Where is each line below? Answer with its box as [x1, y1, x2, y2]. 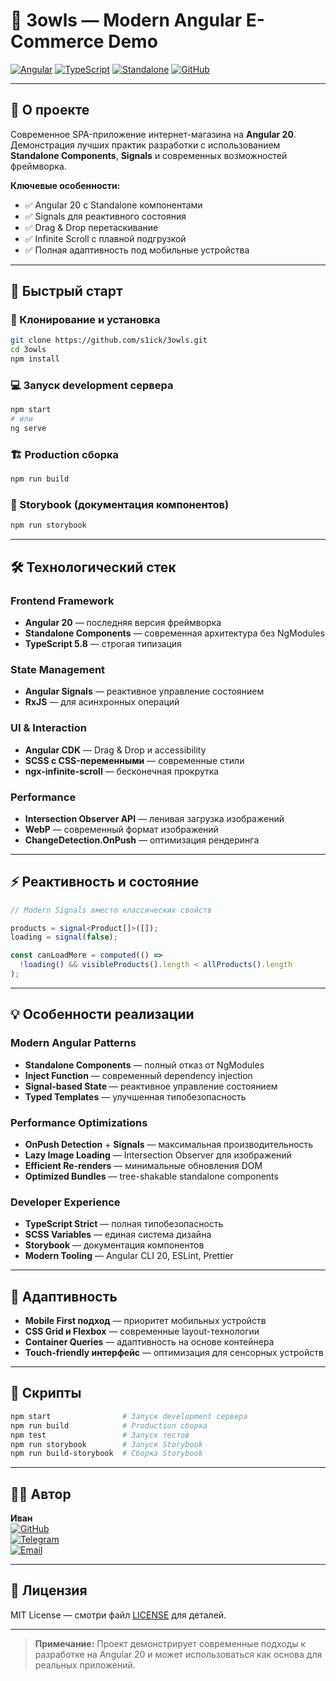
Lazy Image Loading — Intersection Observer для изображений [24, 1149, 292, 1161]
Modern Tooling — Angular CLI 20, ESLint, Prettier [24, 1250, 234, 1262]
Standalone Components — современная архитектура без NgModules [24, 627, 325, 639]
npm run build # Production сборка [10, 1420, 208, 1431]
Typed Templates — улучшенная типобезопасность [24, 1090, 247, 1103]
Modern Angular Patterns [10, 1036, 137, 1050]
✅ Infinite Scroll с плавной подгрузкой [24, 232, 187, 244]
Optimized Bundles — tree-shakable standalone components [24, 1170, 279, 1182]
